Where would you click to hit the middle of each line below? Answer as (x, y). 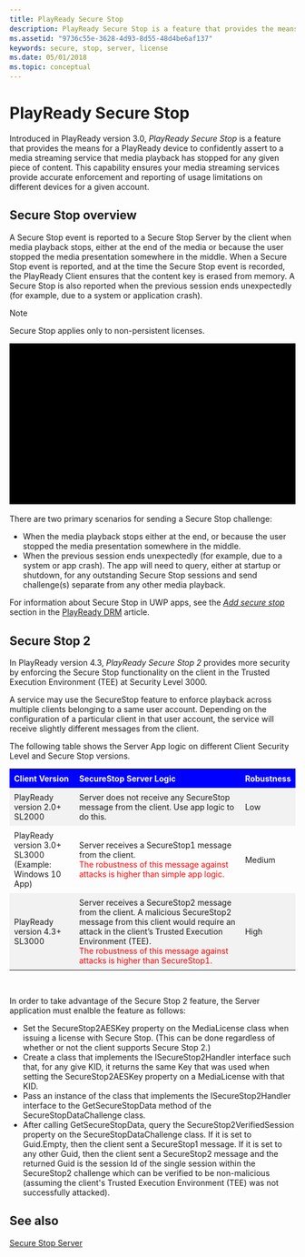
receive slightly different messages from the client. (104, 729)
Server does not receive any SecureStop (154, 798)
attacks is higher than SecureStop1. (146, 960)
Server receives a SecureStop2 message (155, 903)
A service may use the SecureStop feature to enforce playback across (141, 699)
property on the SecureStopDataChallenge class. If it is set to (137, 1135)
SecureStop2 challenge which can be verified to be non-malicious (146, 1173)
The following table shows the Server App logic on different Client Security (149, 747)
